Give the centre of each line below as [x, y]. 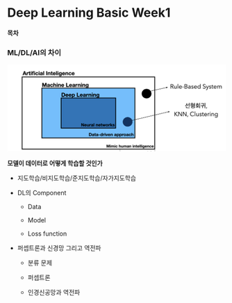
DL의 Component [42, 193]
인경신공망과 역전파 [54, 292]
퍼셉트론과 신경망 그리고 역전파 [59, 247]
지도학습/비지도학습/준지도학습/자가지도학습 [77, 178]
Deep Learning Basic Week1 [89, 13]
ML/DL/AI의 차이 [34, 52]
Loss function [47, 234]
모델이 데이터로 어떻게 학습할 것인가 [55, 163]
